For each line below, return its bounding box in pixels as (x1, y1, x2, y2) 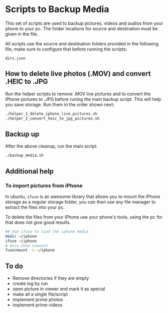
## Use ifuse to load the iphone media (5, 229, 89, 234)
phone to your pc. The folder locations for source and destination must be (5, 25, 158, 31)
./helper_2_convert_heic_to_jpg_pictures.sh (5, 116, 100, 121)
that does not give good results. (5, 219, 71, 225)
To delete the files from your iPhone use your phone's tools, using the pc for (5, 214, 163, 220)
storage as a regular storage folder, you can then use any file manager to (5, 199, 156, 205)
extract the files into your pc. (5, 204, 65, 210)
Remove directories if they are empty (12, 275, 89, 281)
